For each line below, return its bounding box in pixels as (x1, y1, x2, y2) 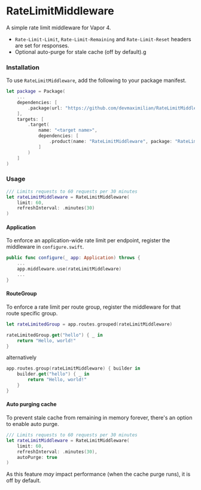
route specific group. (6, 309, 58, 316)
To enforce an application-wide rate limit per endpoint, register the (6, 237, 170, 244)
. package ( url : (28, 105, 63, 111)
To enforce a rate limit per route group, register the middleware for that (6, 303, 181, 311)
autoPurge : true (17, 454, 58, 460)
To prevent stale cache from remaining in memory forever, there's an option (6, 414, 193, 421)
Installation (6, 63, 40, 71)
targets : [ (17, 116, 44, 122)
